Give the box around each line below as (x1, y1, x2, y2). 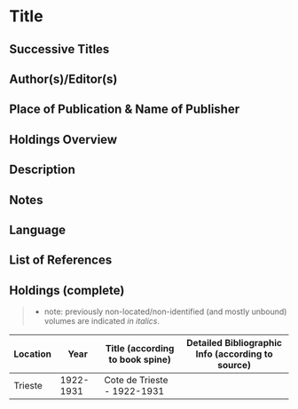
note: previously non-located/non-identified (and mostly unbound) (43, 306, 287, 317)
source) (216, 359, 251, 372)
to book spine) (108, 353, 171, 366)
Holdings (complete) (9, 282, 125, 298)
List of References (9, 253, 113, 268)
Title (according (105, 342, 175, 355)
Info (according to (195, 348, 273, 360)
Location (13, 348, 51, 360)
